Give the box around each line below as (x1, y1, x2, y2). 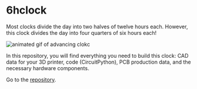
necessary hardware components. (6, 64, 90, 71)
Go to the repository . (6, 76, 57, 83)
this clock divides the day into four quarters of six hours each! (6, 29, 157, 36)
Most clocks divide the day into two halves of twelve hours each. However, (6, 23, 188, 30)
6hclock (6, 4, 47, 17)
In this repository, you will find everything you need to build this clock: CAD (6, 52, 189, 59)
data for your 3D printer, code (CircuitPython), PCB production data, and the (6, 58, 191, 65)
